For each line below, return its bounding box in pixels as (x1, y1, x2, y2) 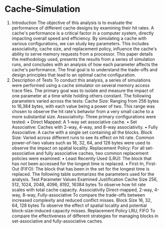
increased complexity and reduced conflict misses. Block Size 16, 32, (11, 197, 152, 203)
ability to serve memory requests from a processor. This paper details (11, 51, 153, 57)
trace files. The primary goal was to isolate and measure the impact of (11, 87, 154, 93)
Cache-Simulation (4, 3, 81, 15)
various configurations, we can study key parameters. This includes (11, 40, 149, 46)
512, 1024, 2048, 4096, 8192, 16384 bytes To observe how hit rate (11, 181, 146, 187)
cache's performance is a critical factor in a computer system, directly (11, 30, 154, 36)
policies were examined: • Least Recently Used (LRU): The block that (11, 155, 152, 161)
